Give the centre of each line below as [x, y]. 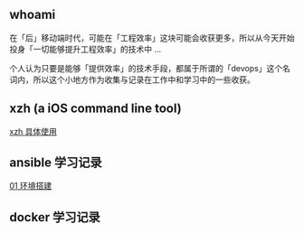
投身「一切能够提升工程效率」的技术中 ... [85, 49]
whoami [33, 15]
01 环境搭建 [31, 186]
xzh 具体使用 [33, 131]
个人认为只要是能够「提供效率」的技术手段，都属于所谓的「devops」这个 [146, 68]
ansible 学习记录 [56, 163]
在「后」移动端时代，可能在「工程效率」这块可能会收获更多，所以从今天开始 [152, 37]
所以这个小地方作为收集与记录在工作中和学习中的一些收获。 [144, 79]
